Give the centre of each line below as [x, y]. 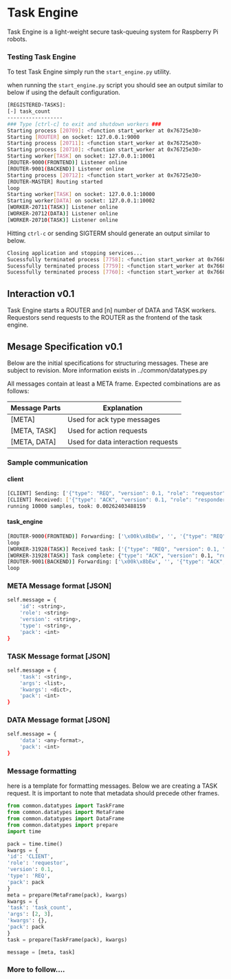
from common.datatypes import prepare [63, 825]
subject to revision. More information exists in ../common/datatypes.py [107, 370]
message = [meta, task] [41, 952]
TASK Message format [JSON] [59, 656]
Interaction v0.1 [41, 294]
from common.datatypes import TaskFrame [66, 806]
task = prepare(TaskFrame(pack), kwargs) [67, 940]
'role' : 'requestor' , [38, 863]
